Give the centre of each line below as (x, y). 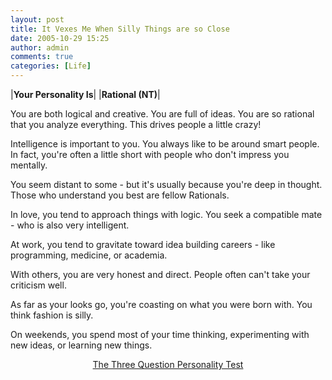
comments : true (42, 57)
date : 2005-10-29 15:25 (60, 38)
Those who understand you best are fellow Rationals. (120, 195)
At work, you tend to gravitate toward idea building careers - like (143, 244)
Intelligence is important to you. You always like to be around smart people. (165, 144)
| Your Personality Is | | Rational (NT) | (85, 94)
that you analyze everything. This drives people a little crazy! (136, 124)
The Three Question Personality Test (168, 364)
